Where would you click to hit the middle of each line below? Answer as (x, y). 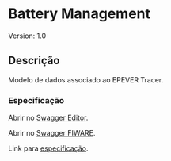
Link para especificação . (48, 148)
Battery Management (80, 14)
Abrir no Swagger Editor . (48, 118)
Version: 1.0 (27, 36)
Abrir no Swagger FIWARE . (52, 133)
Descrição (34, 61)
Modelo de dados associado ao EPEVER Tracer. (86, 79)
